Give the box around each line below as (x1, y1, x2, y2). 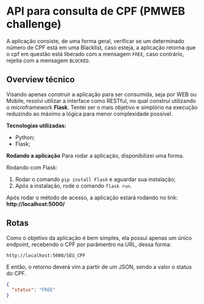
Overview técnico (6, 74, 75, 85)
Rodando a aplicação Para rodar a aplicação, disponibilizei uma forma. (6, 152, 185, 159)
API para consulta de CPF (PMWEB (6, 4, 186, 18)
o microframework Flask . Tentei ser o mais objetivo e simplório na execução (6, 104, 198, 111)
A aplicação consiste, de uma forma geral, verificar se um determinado (6, 37, 185, 44)
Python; (15, 133, 35, 141)
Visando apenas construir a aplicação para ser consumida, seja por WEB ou (6, 90, 197, 98)
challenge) (6, 17, 62, 31)
